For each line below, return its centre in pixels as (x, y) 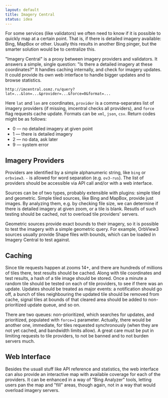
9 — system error (31, 145)
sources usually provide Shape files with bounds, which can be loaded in (80, 235)
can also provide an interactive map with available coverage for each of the (83, 374)
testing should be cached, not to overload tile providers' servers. (72, 214)
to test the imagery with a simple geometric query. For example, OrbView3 (82, 229)
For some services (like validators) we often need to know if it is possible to (83, 34)
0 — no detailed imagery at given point (52, 129)
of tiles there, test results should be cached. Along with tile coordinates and (83, 273)
